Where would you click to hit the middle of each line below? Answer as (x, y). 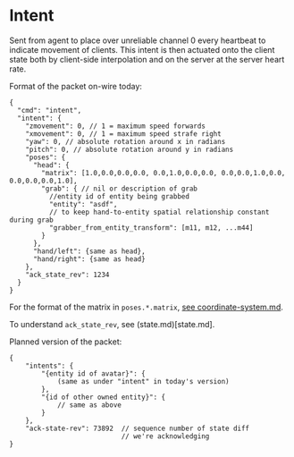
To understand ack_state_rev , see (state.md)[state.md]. (112, 324)
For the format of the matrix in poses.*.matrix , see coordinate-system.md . (147, 307)
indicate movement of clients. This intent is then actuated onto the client (142, 49)
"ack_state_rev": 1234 (67, 275)
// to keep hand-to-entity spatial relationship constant (159, 212)
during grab (31, 220)
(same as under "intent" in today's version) (143, 381)
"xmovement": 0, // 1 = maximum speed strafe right (123, 134)
